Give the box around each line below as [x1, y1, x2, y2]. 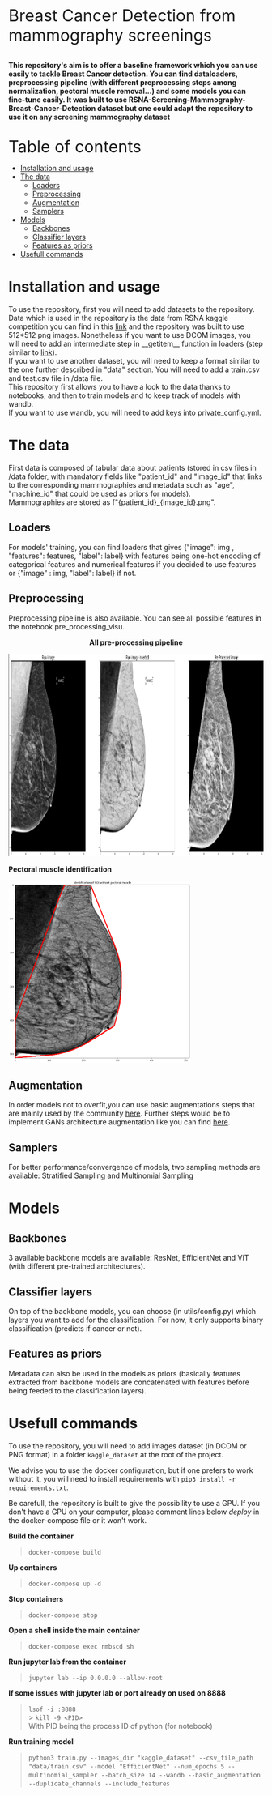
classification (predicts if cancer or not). [8, 1323, 142, 1333]
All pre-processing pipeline [88, 638, 184, 647]
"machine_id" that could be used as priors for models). [8, 488, 192, 498]
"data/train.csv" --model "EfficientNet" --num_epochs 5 [28, 1762, 225, 1771]
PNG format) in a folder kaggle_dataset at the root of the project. [8, 1449, 224, 1459]
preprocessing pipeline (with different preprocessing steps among [8, 78, 237, 87]
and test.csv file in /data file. [8, 373, 104, 382]
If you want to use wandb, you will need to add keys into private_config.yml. [8, 407, 261, 417]
